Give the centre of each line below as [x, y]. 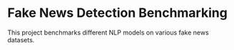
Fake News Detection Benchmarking [118, 13]
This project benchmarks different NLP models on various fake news [108, 32]
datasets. [21, 39]
